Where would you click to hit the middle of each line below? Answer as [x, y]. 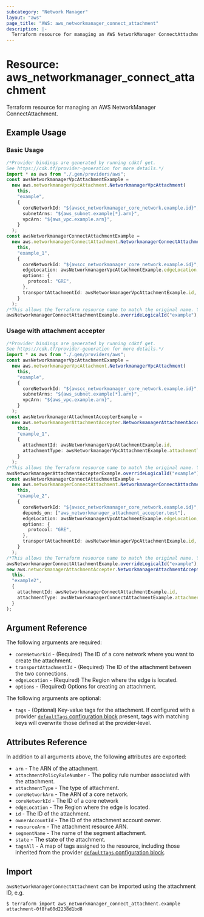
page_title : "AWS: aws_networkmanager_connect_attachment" [83, 23]
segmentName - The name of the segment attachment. [81, 833]
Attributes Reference [47, 742]
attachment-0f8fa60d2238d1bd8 [45, 909]
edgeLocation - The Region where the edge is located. [83, 807]
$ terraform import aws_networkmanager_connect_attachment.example [93, 904]
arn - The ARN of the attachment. [57, 769]
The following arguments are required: [54, 642]
